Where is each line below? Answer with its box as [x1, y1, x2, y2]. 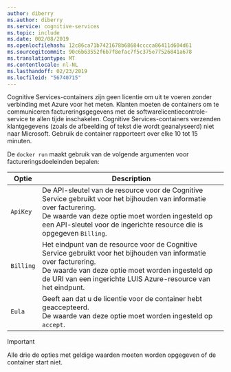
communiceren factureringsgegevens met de [7, 107, 135, 116]
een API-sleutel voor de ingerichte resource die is [42, 220, 203, 229]
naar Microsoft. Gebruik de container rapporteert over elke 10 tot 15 [7, 130, 198, 138]
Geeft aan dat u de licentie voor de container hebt [42, 294, 203, 304]
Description [111, 174, 151, 183]
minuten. [7, 137, 32, 145]
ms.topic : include [7, 29, 60, 37]
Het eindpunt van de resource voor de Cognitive [42, 240, 198, 249]
